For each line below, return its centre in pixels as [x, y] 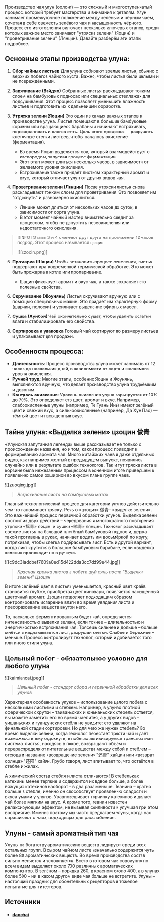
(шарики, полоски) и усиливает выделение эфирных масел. [75, 307]
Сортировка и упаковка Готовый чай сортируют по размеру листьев [85, 331]
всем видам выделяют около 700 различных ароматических [69, 866]
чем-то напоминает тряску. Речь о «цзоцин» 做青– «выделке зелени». [79, 510]
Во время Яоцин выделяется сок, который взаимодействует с [85, 151]
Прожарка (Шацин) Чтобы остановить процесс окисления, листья [82, 262]
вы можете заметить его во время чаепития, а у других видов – [72, 718]
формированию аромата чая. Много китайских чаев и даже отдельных [80, 455]
